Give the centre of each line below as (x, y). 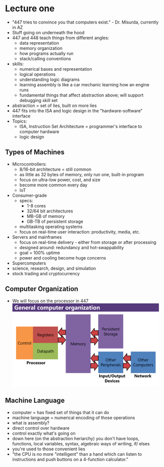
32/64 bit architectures (50, 211)
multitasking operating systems (51, 227)
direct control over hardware (41, 428)
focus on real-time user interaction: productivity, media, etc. (80, 232)
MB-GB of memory (46, 216)
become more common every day (53, 185)
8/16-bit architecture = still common (55, 169)
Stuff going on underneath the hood (48, 32)
